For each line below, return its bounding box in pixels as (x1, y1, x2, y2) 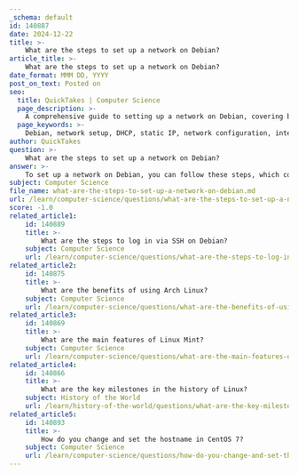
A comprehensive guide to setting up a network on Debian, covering (25, 112, 284, 121)
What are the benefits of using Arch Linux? (41, 285, 208, 294)
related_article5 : (9, 410, 77, 419)
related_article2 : (9, 261, 77, 270)
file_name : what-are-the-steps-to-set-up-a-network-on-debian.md (9, 187, 255, 196)
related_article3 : (9, 310, 77, 320)
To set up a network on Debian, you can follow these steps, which (25, 170, 279, 179)
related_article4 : (9, 360, 77, 369)
